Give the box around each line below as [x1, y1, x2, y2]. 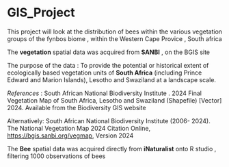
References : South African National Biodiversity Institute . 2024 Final [7, 89, 202, 97]
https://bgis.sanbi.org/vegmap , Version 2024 [7, 131, 134, 140]
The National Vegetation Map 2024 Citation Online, [7, 124, 151, 132]
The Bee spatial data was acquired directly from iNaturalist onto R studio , [7, 144, 217, 153]
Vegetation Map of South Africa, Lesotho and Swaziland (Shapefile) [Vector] [7, 96, 222, 104]
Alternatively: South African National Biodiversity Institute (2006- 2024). [7, 116, 211, 125]
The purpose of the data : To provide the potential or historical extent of [7, 61, 209, 69]
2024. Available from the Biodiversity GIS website [7, 103, 146, 112]
